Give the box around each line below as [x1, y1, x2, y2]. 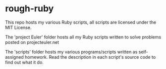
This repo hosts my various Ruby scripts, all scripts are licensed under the [5, 19, 157, 25]
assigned [5, 54, 24, 60]
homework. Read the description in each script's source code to [24, 54, 156, 60]
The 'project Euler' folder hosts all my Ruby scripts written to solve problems [5, 34, 162, 40]
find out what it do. [5, 59, 44, 65]
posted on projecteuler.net [5, 39, 59, 45]
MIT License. [5, 24, 32, 30]
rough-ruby [5, 3, 54, 14]
